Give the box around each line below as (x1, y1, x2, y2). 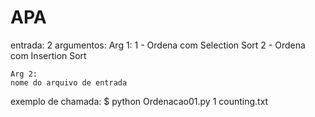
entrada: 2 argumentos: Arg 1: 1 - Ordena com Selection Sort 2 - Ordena (10, 39, 306, 51)
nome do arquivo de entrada (10, 77, 128, 88)
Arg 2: (10, 69, 38, 79)
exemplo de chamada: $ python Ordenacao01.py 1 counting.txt (10, 95, 269, 107)
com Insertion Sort (10, 49, 87, 61)
